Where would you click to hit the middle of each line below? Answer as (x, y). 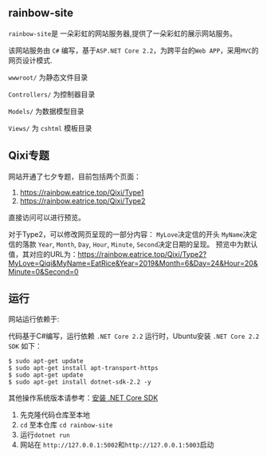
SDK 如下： (25, 346)
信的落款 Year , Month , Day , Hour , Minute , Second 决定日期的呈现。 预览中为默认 (133, 244)
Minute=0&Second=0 (43, 271)
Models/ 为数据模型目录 (47, 111)
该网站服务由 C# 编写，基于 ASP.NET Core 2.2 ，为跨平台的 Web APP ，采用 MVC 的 (133, 50)
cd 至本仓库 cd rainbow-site (66, 425)
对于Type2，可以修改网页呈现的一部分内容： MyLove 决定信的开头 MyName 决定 (133, 234)
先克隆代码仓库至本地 (55, 415)
